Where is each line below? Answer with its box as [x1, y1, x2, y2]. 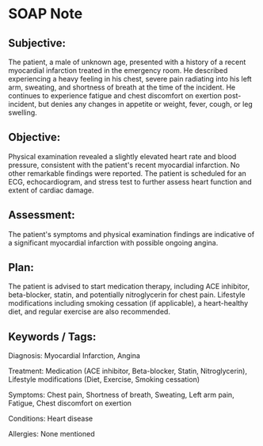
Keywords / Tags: [8, 330, 97, 343]
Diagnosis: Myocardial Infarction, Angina [8, 351, 141, 360]
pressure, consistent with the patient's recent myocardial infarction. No [8, 160, 240, 170]
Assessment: [8, 208, 75, 222]
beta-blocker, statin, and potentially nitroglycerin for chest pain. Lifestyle [8, 290, 246, 299]
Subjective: [8, 36, 66, 50]
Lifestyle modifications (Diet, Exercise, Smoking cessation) [8, 375, 200, 384]
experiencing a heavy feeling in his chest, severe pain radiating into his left [8, 74, 252, 83]
